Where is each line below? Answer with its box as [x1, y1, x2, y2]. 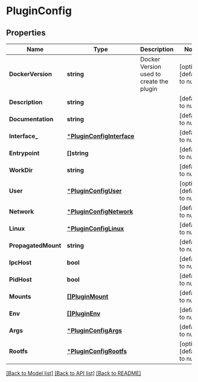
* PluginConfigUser [67, 187, 122, 195]
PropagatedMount [9, 241, 62, 250]
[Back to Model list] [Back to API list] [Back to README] [6, 370, 141, 377]
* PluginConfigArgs [67, 326, 123, 335]
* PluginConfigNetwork [67, 208, 134, 215]
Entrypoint [9, 149, 39, 157]
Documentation [9, 115, 54, 123]
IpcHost [9, 258, 32, 267]
